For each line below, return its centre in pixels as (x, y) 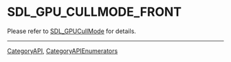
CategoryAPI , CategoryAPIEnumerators (63, 51)
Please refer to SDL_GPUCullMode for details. (71, 31)
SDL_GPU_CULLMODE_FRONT (95, 12)
